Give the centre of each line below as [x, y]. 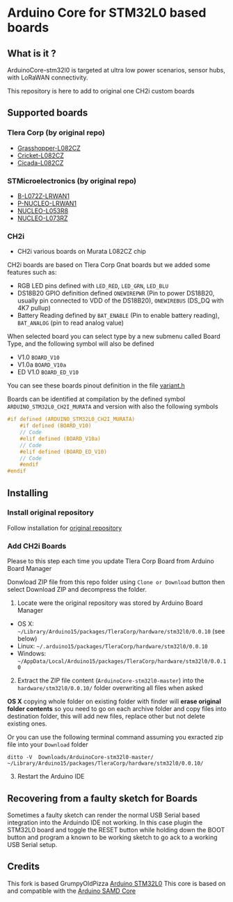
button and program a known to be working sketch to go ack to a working [112, 837]
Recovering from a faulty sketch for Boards [103, 798]
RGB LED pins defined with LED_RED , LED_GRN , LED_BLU [93, 286]
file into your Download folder [48, 744]
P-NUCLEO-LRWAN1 [47, 203]
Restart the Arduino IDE [51, 777]
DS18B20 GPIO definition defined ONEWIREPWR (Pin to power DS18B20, [116, 293]
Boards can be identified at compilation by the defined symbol [96, 399]
